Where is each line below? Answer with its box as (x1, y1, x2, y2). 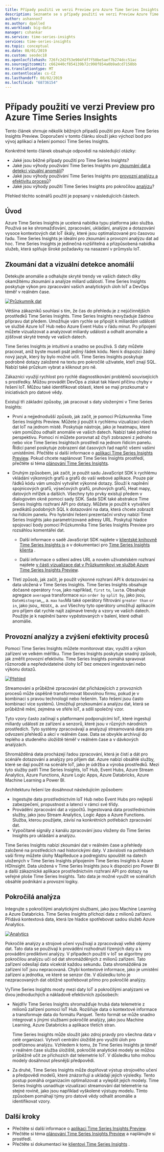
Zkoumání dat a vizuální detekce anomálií (5, 260, 134, 269)
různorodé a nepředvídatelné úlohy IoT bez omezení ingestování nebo (5, 661, 146, 667)
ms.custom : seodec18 (5, 52, 47, 58)
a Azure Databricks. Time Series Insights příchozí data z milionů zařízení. (5, 911, 152, 917)
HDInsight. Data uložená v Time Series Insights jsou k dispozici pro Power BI (5, 863, 159, 869)
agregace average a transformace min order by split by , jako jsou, (12, 592, 146, 598)
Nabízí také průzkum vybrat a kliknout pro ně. (5, 364, 97, 370)
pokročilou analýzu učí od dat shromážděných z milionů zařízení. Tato (5, 956, 146, 962)
